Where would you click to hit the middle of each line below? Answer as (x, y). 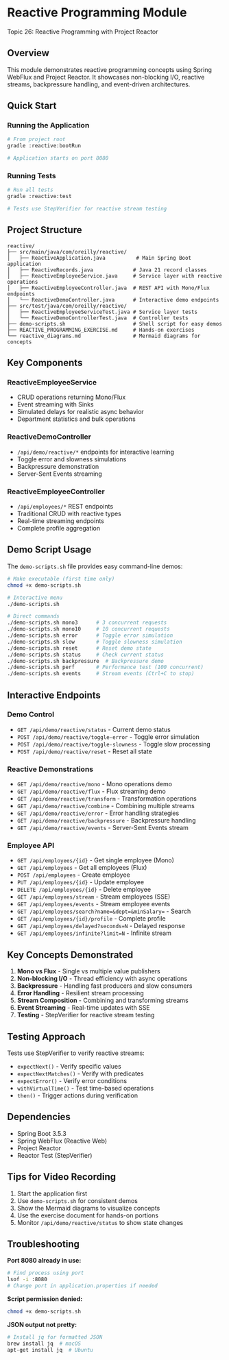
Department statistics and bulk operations (76, 419)
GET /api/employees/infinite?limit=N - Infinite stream (94, 933)
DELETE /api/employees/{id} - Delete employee (84, 890)
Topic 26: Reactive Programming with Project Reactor (83, 32)
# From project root (37, 139)
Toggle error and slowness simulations (72, 459)
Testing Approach (46, 1036)
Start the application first (52, 1193)
